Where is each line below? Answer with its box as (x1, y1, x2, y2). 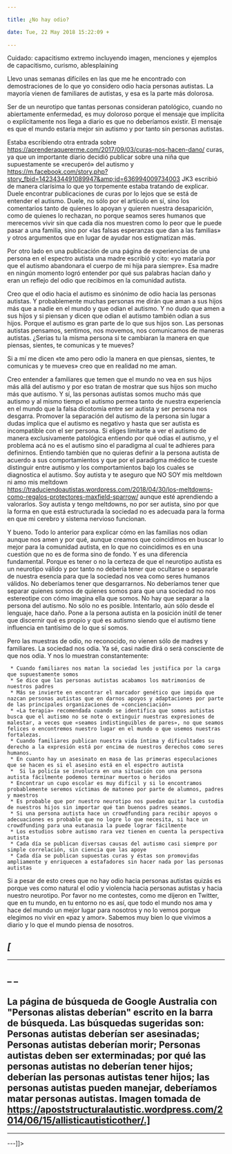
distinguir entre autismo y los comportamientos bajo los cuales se (7, 464, 195, 472)
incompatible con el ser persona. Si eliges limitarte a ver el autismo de (7, 426, 207, 435)
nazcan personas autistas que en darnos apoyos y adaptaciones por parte (7, 695, 224, 702)
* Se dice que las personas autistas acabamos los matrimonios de (10, 677, 206, 684)
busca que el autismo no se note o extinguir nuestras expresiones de (7, 713, 215, 721)
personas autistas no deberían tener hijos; (7, 1060, 193, 1072)
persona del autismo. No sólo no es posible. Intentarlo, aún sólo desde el (7, 602, 215, 610)
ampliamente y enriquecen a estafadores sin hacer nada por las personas (7, 858, 224, 866)
